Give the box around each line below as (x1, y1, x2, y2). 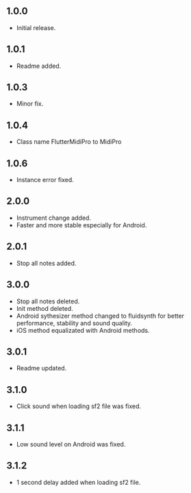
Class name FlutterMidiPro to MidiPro (16, 138, 122, 146)
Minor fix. (16, 99, 44, 108)
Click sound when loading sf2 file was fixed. (16, 402, 142, 410)
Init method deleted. (16, 304, 73, 312)
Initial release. (16, 23, 56, 31)
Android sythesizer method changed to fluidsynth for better (16, 312, 185, 320)
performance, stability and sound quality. (16, 318, 133, 327)
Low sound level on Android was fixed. (16, 440, 126, 448)
